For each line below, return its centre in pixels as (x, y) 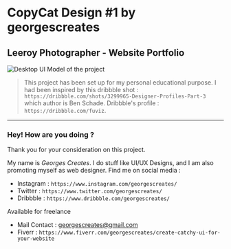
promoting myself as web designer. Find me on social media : (94, 171)
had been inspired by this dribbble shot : (81, 90)
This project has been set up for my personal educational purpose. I (120, 83)
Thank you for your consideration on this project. (76, 150)
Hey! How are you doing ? (51, 134)
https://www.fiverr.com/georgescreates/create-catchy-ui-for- (130, 233)
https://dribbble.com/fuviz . (65, 110)
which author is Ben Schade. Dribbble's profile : (91, 103)
